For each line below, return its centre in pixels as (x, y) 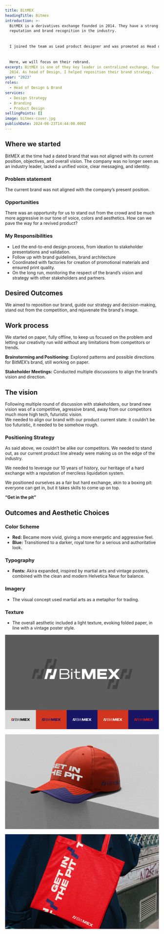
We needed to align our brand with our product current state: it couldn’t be (80, 420)
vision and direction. (26, 377)
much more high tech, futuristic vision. (44, 414)
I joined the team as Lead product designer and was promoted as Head (83, 46)
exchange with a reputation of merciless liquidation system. (65, 473)
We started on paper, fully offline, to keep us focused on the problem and (79, 337)
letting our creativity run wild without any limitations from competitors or (78, 343)
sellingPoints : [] (24, 113)
